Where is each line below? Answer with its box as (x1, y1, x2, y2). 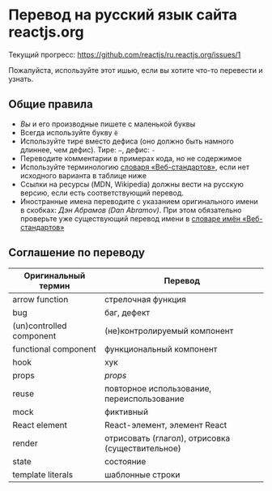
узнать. (8, 74, 34, 83)
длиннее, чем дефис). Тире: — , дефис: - (19, 144, 155, 155)
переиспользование (104, 393, 185, 404)
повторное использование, (104, 382, 212, 394)
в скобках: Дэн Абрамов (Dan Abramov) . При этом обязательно (19, 205, 242, 215)
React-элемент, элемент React (104, 419, 227, 430)
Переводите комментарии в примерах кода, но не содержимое (19, 153, 242, 163)
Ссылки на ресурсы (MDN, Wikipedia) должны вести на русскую (19, 179, 244, 189)
